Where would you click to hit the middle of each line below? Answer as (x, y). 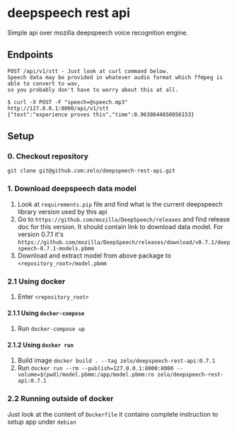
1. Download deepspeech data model (72, 189)
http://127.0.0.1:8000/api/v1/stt (58, 108)
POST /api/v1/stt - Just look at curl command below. (88, 71)
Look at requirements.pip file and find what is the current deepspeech (120, 204)
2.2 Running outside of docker (60, 399)
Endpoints (30, 55)
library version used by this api (62, 212)
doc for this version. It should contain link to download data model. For (120, 226)
